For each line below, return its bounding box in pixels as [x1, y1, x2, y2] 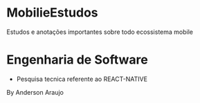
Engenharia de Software [6, 52, 148, 68]
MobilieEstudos [6, 5, 98, 21]
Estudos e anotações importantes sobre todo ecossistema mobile [6, 28, 193, 36]
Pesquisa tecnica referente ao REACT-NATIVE [16, 75, 148, 83]
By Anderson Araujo [6, 88, 64, 96]
